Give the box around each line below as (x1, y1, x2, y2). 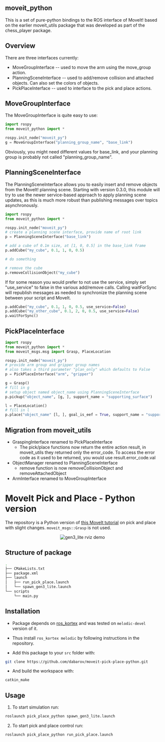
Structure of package (5, 548, 72, 557)
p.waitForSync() (5, 313, 38, 319)
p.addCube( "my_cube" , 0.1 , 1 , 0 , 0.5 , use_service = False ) (5, 304, 126, 309)
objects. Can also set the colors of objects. (12, 80, 99, 86)
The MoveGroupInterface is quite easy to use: (5, 113, 98, 119)
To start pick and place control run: (12, 723, 83, 728)
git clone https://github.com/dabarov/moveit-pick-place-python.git (5, 659, 148, 664)
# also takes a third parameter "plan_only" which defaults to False (5, 367, 151, 372)
